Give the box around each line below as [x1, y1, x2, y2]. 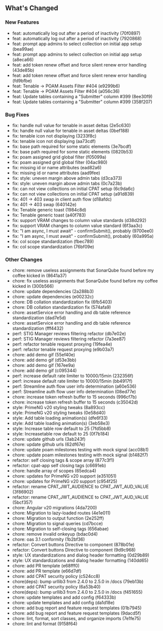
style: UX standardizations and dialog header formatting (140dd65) [12, 558, 149, 563]
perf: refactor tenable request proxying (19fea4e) [12, 341, 113, 347]
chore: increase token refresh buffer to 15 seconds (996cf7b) [12, 394, 137, 400]
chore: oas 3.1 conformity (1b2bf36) [12, 536, 85, 543]
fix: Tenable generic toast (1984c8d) [12, 207, 86, 212]
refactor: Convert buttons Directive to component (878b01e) [12, 542, 135, 548]
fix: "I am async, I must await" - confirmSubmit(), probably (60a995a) [12, 233, 154, 239]
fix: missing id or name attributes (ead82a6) [12, 164, 102, 170]
